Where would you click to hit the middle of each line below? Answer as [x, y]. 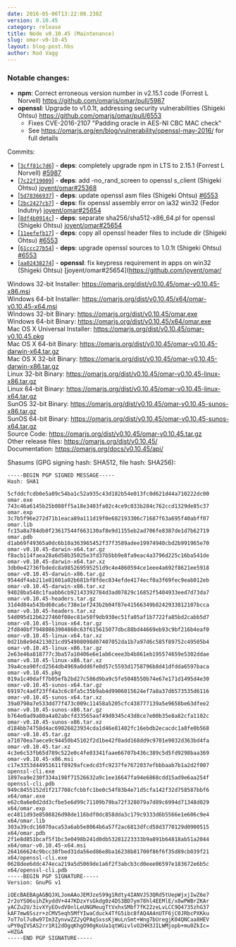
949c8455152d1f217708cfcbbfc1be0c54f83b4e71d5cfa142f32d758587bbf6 [108, 790]
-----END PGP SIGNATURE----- [50, 939]
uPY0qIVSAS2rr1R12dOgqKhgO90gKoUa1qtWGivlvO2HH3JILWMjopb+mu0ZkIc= [108, 926]
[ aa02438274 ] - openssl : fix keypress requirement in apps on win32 [114, 263]
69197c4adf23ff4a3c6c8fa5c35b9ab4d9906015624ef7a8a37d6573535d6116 [108, 692]
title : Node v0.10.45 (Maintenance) [61, 33]
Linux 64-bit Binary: [36, 389]
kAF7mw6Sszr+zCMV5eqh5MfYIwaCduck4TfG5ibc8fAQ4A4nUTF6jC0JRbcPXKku [108, 914]
